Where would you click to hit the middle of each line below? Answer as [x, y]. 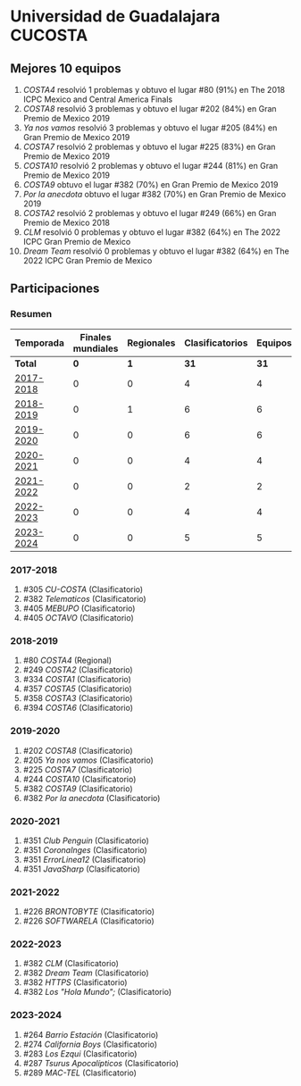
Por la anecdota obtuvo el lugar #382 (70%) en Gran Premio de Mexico [155, 194]
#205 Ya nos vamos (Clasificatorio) [88, 760]
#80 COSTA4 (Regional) [67, 660]
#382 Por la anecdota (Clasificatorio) [92, 798]
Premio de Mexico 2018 [67, 222]
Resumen [31, 314]
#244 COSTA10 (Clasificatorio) [79, 779]
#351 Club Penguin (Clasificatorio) [86, 840]
